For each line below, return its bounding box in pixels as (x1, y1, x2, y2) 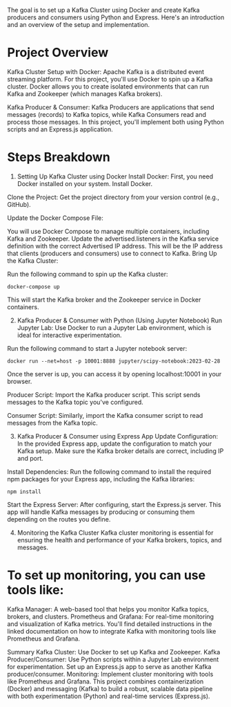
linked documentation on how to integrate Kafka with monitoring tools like (7, 627, 217, 635)
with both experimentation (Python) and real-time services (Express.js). (7, 692, 210, 700)
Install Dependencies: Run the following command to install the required (7, 467, 212, 476)
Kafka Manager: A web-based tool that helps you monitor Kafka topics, (7, 605, 209, 613)
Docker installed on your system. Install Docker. (17, 179, 153, 187)
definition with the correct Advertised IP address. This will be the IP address (7, 241, 223, 250)
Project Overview (7, 45, 109, 61)
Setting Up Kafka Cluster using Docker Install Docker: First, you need (17, 172, 214, 181)
